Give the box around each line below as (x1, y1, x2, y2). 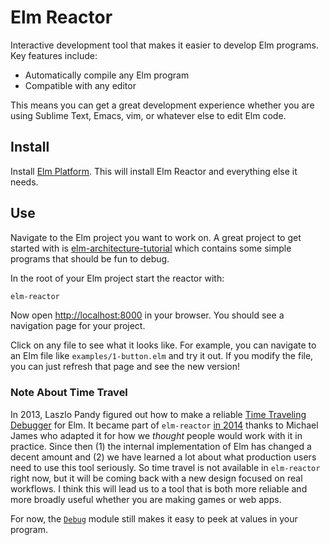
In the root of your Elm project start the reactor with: (10, 272, 225, 284)
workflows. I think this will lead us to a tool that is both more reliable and (10, 482, 308, 495)
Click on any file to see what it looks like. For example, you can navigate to (10, 339, 317, 351)
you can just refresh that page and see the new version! (10, 361, 240, 373)
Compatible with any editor (24, 79, 137, 91)
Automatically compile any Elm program (24, 69, 190, 81)
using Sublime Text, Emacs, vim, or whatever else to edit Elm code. (10, 109, 287, 121)
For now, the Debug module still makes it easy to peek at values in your (10, 512, 298, 525)
